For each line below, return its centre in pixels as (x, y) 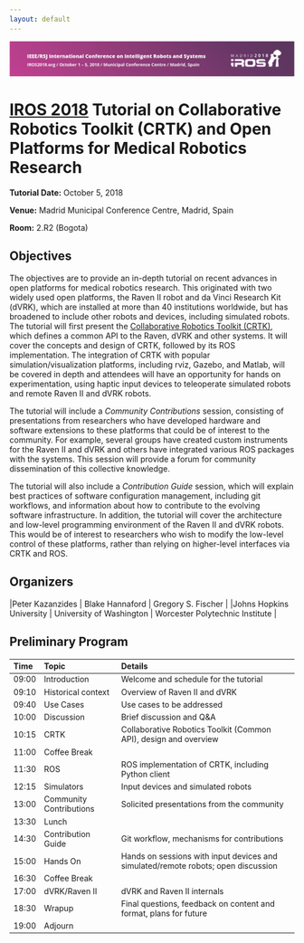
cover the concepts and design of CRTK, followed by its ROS (123, 345)
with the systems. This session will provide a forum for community (133, 459)
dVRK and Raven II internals (172, 891)
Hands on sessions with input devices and (199, 856)
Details (134, 666)
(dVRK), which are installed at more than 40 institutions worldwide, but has (149, 307)
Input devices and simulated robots (186, 786)
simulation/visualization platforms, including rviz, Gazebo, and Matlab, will (147, 364)
